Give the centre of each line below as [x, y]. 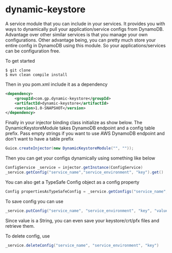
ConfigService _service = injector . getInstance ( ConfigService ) [74, 168]
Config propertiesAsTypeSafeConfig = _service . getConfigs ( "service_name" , [87, 191]
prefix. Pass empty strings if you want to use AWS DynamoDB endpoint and [85, 133]
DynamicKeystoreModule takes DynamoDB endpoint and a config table [80, 128]
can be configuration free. [33, 51]
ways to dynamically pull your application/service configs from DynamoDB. [84, 29]
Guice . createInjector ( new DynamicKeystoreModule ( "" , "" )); [70, 148]
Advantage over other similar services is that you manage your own [77, 34]
